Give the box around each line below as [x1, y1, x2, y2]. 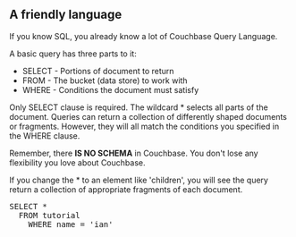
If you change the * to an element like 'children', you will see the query [9, 174, 268, 185]
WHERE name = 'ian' [28, 219, 114, 229]
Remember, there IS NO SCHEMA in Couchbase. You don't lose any [9, 148, 258, 158]
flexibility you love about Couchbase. [9, 157, 146, 168]
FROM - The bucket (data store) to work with [21, 75, 188, 86]
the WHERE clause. [9, 130, 80, 141]
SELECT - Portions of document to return [21, 65, 174, 76]
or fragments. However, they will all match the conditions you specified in [9, 121, 280, 131]
